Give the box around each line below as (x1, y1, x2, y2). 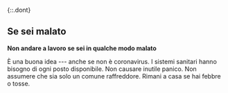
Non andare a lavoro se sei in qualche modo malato (7, 44, 157, 52)
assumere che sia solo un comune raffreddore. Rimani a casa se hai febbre (7, 72, 221, 80)
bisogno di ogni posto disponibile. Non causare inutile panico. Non (7, 65, 198, 73)
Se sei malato (7, 25, 67, 37)
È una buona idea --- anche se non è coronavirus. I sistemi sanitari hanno (7, 57, 217, 65)
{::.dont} (7, 6, 31, 14)
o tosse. (7, 79, 30, 87)
